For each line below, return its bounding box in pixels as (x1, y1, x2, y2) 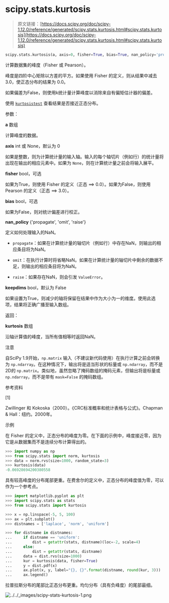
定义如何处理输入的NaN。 (5, 229, 59, 235)
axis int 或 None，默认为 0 (5, 143, 60, 149)
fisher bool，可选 (5, 170, 42, 176)
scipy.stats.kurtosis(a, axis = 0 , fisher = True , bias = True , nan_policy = (5, 52, 156, 57)
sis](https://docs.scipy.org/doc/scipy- (17, 32, 97, 38)
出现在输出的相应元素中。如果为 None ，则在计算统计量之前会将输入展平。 (5, 160, 157, 166)
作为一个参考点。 (5, 483, 41, 489)
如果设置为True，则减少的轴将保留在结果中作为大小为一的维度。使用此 (5, 295, 151, 301)
